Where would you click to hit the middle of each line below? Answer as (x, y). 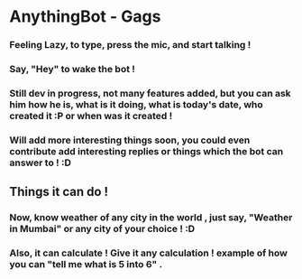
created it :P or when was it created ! (91, 116)
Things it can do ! (59, 192)
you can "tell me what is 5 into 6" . (86, 265)
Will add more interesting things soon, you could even (130, 140)
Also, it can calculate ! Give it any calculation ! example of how (149, 253)
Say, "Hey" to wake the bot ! (72, 70)
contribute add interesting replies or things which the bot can (146, 151)
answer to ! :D (41, 163)
